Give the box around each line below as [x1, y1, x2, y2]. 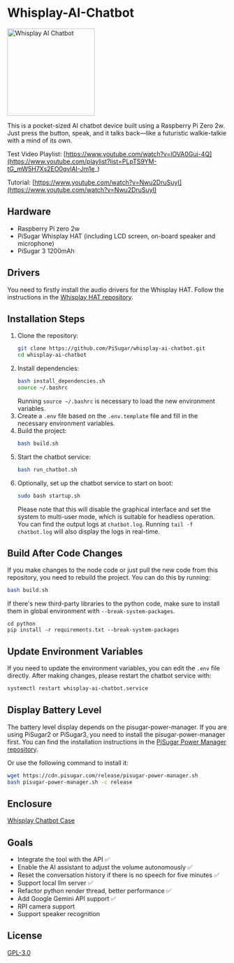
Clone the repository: [17, 332, 79, 340]
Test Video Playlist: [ [7, 149, 66, 158]
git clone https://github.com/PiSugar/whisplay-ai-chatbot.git [17, 345, 206, 352]
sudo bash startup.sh [17, 492, 80, 499]
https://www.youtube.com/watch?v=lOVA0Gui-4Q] [65, 149, 212, 158]
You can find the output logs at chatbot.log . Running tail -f [17, 520, 193, 528]
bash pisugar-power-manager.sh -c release [7, 779, 133, 786]
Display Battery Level [7, 704, 102, 716]
